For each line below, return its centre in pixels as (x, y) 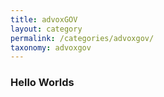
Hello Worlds (42, 83)
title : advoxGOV (44, 19)
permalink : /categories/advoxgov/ (82, 38)
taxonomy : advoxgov (51, 47)
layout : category (46, 29)
